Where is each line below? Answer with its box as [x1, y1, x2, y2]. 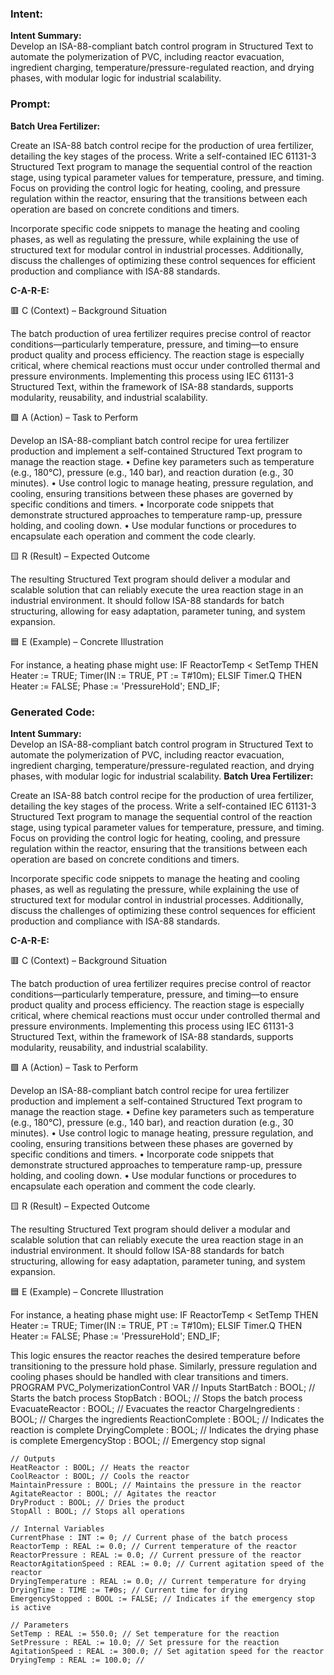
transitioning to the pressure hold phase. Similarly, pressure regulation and [10, 1360, 318, 1372]
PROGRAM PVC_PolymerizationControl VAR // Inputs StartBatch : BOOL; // [10, 1381, 316, 1393]
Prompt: [10, 97, 51, 111]
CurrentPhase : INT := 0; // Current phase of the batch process [10, 1532, 288, 1542]
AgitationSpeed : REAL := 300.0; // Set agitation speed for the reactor [10, 1646, 325, 1656]
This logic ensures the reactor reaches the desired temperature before [10, 1349, 301, 1361]
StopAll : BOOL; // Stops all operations [10, 1506, 186, 1516]
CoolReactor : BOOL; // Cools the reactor [10, 1471, 190, 1481]
